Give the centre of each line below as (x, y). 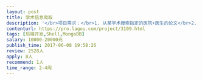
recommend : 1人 (25, 62)
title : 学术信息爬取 (30, 17)
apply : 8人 (20, 57)
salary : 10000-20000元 (34, 40)
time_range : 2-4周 (29, 68)
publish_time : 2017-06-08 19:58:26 (51, 46)
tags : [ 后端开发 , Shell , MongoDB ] (46, 34)
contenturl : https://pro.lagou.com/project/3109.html (76, 29)
